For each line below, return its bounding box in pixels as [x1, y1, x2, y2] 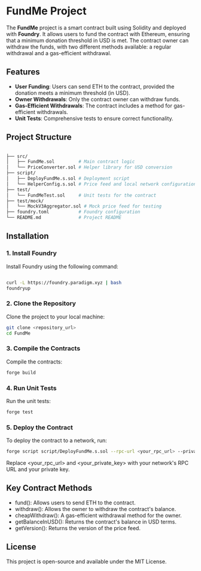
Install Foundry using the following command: [6, 263, 118, 270]
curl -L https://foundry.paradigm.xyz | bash [6, 280, 121, 285]
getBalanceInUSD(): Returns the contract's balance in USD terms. [14, 518, 176, 525]
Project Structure [6, 132, 72, 142]
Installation [6, 231, 49, 241]
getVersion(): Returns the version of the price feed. [14, 524, 141, 531]
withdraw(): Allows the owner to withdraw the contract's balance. [14, 505, 176, 512]
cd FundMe [6, 330, 31, 336]
